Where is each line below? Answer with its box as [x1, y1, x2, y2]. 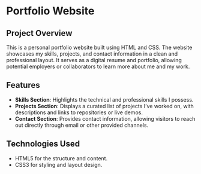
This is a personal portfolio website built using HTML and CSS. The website [6, 44, 193, 51]
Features [6, 80, 40, 90]
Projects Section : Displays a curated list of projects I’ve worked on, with [14, 102, 194, 109]
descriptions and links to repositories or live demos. [14, 109, 143, 116]
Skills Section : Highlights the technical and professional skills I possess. [14, 96, 194, 103]
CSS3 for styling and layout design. [14, 161, 103, 168]
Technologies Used [6, 139, 80, 149]
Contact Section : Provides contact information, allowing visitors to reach [14, 115, 196, 122]
